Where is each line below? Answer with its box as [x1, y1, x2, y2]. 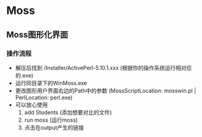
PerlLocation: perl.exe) [15, 94, 73, 101]
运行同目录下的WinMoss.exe [15, 79, 88, 86]
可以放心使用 [15, 101, 48, 108]
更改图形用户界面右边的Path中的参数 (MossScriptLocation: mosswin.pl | [15, 86, 196, 94]
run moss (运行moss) [24, 116, 78, 124]
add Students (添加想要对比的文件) [24, 108, 112, 116]
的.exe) [15, 71, 34, 79]
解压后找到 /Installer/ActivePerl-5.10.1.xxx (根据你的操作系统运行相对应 [15, 64, 192, 71]
